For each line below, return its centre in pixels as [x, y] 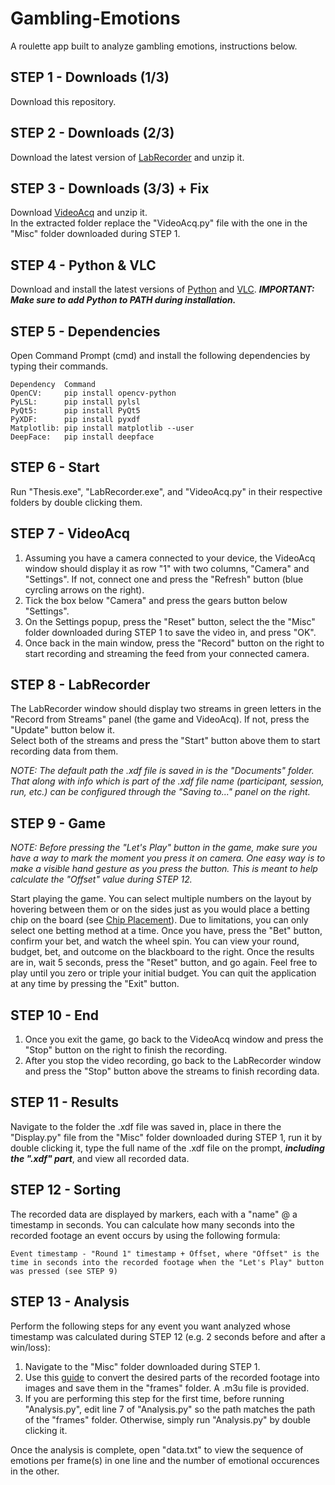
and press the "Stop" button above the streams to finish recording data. [172, 1071]
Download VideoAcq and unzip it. [79, 213]
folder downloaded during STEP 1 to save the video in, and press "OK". [170, 632]
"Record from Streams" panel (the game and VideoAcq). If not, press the [160, 719]
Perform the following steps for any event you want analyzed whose [151, 1326]
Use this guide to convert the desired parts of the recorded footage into [172, 1377]
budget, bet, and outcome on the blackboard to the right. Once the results [162, 952]
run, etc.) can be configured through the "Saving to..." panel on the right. [160, 792]
